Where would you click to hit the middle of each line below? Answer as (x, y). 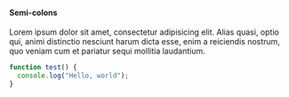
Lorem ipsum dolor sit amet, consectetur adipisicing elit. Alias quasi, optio (144, 32)
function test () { (43, 68)
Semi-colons (33, 12)
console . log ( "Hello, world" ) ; (73, 76)
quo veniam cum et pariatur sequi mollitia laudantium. (108, 51)
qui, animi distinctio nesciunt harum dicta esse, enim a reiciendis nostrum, (144, 42)
